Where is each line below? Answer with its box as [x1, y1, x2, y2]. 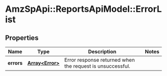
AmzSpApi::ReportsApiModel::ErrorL [5, 3, 162, 15]
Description [87, 48, 117, 55]
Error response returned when [64, 57, 135, 63]
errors [7, 60, 23, 66]
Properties [5, 34, 39, 42]
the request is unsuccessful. [64, 63, 131, 70]
